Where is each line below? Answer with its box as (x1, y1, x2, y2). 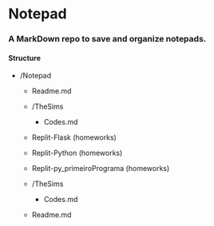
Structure (8, 53, 42, 62)
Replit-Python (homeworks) (31, 149, 123, 158)
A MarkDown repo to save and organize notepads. (8, 34, 207, 45)
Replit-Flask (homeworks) (31, 133, 117, 142)
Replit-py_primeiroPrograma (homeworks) (31, 164, 170, 173)
